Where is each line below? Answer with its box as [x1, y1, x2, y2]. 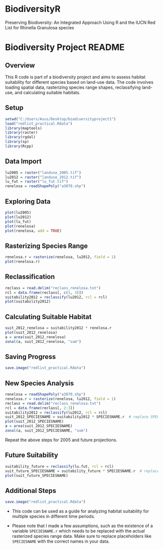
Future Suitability [5, 451, 58, 459]
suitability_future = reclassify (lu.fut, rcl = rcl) [5, 464, 114, 469]
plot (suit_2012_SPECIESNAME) [5, 419, 64, 424]
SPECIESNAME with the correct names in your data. [12, 538, 110, 544]
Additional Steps [5, 486, 57, 495]
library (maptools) [5, 126, 42, 131]
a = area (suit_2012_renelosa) [5, 335, 66, 340]
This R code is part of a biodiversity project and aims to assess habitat [5, 74, 146, 80]
